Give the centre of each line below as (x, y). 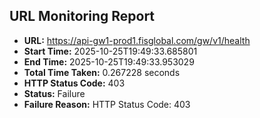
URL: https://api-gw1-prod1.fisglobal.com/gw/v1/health (137, 40)
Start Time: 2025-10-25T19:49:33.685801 (110, 51)
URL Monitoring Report (82, 16)
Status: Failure (54, 93)
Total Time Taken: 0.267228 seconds (102, 72)
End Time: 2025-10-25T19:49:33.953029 (109, 61)
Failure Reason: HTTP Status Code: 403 (107, 104)
